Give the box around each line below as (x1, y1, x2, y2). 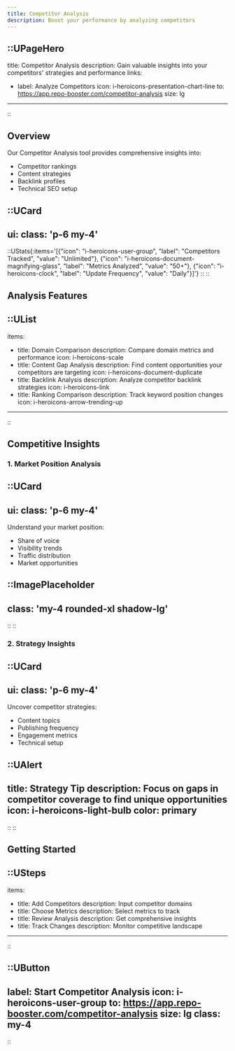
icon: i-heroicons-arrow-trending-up (17, 397, 123, 406)
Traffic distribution (17, 551, 71, 560)
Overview (7, 130, 51, 142)
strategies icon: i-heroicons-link (17, 383, 110, 391)
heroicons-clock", (7, 269, 59, 278)
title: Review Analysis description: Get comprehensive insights (17, 914, 197, 922)
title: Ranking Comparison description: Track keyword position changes (17, 390, 224, 399)
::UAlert (7, 759, 43, 770)
